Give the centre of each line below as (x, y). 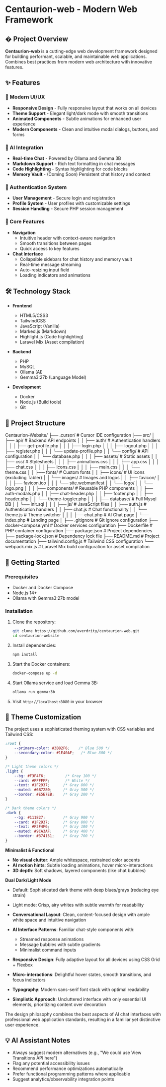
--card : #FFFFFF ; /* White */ (52, 781)
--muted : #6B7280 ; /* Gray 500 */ (54, 790)
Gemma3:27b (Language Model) (53, 377)
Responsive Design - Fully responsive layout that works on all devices (84, 108)
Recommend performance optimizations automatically (68, 1069)
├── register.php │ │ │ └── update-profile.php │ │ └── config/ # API (77, 451)
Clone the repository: (34, 622)
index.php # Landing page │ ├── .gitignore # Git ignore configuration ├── (82, 520)
